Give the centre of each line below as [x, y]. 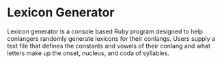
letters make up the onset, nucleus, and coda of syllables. [88, 53]
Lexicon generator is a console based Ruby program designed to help [105, 31]
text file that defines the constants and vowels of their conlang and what [109, 46]
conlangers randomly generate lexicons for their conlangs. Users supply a [111, 38]
